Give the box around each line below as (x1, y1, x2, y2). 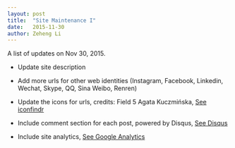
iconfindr (17, 105, 44, 113)
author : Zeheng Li (7, 30, 61, 37)
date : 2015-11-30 (7, 23, 65, 30)
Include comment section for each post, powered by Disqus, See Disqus (17, 119, 228, 128)
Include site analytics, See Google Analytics (17, 132, 145, 141)
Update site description (17, 63, 86, 71)
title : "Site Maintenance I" (7, 17, 97, 24)
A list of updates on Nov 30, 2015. (7, 49, 106, 58)
